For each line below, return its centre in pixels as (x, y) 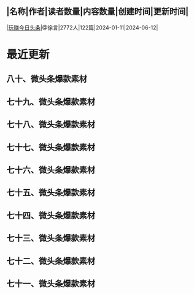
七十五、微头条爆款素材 (51, 193)
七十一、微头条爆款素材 (51, 283)
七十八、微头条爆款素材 (51, 125)
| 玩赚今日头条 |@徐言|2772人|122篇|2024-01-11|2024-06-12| (82, 28)
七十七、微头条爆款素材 (51, 147)
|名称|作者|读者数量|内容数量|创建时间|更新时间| (98, 12)
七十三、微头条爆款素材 (51, 238)
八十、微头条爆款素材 (47, 79)
